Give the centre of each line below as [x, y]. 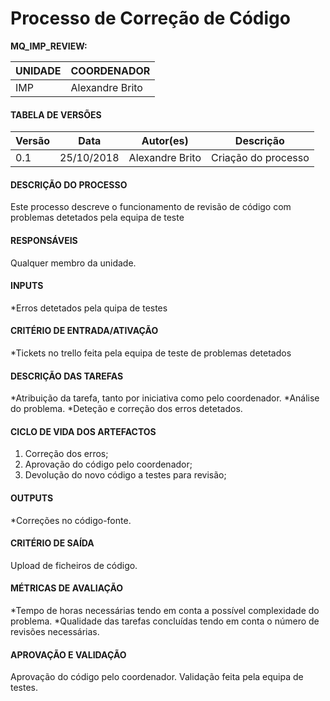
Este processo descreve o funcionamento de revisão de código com [151, 207]
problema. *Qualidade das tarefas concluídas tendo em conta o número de [165, 621]
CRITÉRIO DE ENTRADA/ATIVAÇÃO [84, 331]
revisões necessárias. [55, 631]
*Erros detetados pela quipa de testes [89, 308]
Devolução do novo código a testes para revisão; [125, 475]
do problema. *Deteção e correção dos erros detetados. [126, 409]
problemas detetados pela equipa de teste [97, 218]
